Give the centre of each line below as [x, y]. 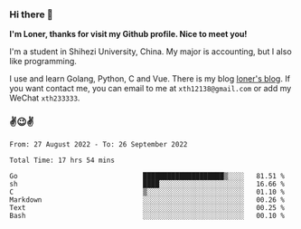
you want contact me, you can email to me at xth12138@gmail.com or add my [150, 89]
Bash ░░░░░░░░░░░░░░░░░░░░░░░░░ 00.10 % [147, 215]
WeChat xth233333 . [45, 98]
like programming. [43, 62]
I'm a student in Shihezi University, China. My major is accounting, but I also [150, 52]
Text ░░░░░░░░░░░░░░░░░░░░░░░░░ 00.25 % [147, 207]
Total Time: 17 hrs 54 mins [62, 160]
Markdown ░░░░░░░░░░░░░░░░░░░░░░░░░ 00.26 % [147, 200]
